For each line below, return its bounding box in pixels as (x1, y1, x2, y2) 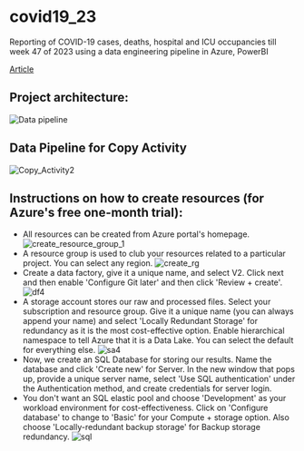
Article (9, 64, 34, 74)
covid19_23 (9, 6, 97, 27)
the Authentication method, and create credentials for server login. (22, 383, 272, 394)
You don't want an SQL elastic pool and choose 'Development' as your (22, 393, 287, 404)
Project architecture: (9, 90, 129, 105)
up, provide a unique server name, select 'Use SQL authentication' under (22, 374, 296, 385)
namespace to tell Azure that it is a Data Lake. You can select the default (22, 335, 294, 346)
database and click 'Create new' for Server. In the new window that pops (22, 364, 295, 375)
